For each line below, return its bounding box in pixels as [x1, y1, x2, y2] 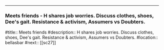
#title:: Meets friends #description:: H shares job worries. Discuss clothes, [5, 30, 154, 35]
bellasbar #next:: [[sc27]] [5, 40, 56, 46]
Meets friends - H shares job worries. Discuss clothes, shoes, [5, 12, 154, 19]
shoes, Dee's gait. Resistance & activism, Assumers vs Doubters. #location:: [5, 34, 158, 40]
